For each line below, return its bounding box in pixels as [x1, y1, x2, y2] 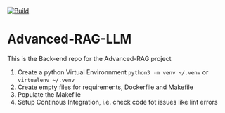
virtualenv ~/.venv [17, 77, 75, 84]
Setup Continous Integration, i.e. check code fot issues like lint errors [17, 98, 218, 106]
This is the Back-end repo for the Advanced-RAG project [7, 54, 172, 62]
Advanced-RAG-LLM [7, 32, 132, 47]
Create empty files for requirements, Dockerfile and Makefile [17, 83, 193, 91]
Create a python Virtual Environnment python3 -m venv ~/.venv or [17, 67, 209, 77]
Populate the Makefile [17, 90, 81, 98]
